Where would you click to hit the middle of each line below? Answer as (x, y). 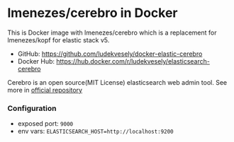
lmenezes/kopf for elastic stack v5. (58, 40)
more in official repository (45, 90)
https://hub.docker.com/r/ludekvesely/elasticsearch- (133, 61)
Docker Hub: (36, 61)
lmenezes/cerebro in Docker (93, 13)
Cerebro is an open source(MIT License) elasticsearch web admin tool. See (117, 82)
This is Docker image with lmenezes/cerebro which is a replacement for (112, 32)
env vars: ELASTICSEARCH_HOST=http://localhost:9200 (95, 131)
